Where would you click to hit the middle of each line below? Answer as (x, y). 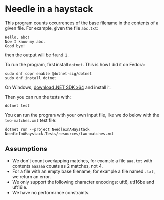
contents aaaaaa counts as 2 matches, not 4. (57, 166)
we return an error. (31, 176)
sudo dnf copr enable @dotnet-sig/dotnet (49, 74)
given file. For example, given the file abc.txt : (52, 28)
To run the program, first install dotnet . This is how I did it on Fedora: (75, 64)
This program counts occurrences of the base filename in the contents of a (82, 23)
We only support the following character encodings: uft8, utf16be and (83, 182)
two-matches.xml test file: (30, 120)
